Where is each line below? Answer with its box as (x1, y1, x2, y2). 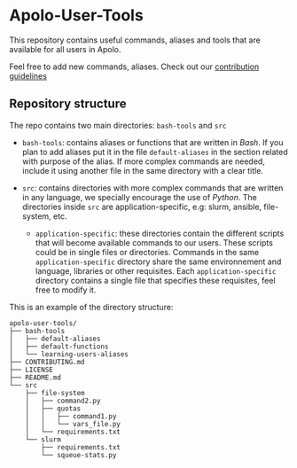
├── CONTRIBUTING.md (9, 357, 86, 366)
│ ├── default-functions (9, 342, 109, 351)
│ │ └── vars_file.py (25, 419, 121, 428)
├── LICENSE (9, 365, 53, 374)
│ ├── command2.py (25, 396, 101, 405)
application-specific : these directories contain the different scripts (35, 228, 285, 238)
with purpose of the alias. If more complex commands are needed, (21, 156, 266, 167)
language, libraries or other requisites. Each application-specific (35, 265, 277, 276)
